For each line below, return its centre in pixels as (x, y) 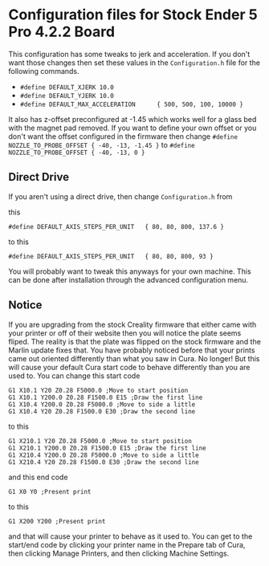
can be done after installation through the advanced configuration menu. (128, 279)
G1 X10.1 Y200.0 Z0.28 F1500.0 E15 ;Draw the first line (106, 397)
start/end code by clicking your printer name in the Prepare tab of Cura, (127, 544)
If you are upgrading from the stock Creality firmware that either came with (132, 324)
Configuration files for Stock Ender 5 (133, 15)
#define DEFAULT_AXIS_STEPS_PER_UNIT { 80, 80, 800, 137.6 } (116, 226)
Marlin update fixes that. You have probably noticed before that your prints (132, 350)
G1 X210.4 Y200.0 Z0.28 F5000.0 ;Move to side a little (104, 455)
